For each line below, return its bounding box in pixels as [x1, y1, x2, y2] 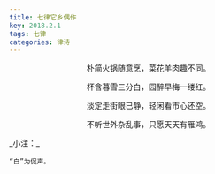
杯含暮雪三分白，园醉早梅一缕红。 [87, 81, 211, 93]
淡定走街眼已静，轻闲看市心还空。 [87, 101, 211, 111]
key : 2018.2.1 [9, 21, 62, 30]
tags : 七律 [9, 29, 47, 38]
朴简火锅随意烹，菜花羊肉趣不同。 [87, 63, 211, 73]
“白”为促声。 [9, 157, 50, 166]
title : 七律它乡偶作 [9, 12, 77, 22]
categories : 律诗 [9, 37, 71, 47]
